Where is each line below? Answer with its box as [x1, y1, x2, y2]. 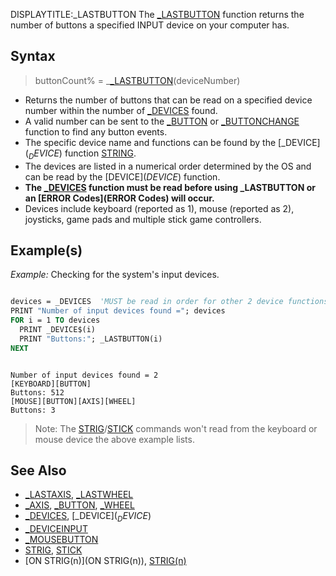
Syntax [10, 48, 56, 65]
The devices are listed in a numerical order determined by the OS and [24, 160, 312, 172]
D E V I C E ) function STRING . [28, 147, 137, 161]
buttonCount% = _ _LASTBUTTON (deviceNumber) [34, 74, 241, 86]
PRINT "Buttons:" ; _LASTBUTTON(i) [19, 334, 163, 344]
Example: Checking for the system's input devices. [10, 269, 220, 281]
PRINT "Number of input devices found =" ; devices [10, 306, 226, 316]
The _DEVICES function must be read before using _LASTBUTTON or [24, 181, 316, 193]
